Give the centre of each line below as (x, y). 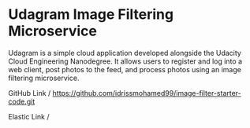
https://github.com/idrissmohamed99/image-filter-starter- (147, 93)
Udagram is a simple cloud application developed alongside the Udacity (125, 53)
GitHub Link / (30, 93)
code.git (22, 101)
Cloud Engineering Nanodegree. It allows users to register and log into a (125, 61)
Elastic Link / (29, 116)
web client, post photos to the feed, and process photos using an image (125, 69)
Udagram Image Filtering (91, 15)
